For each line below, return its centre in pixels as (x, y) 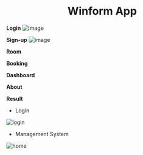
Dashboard (21, 75)
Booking (17, 63)
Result (15, 98)
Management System (42, 134)
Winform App (102, 11)
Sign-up (17, 40)
